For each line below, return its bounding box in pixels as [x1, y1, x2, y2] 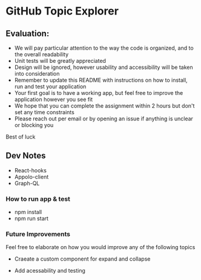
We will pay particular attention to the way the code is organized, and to [14, 44, 194, 51]
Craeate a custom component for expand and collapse [14, 255, 151, 262]
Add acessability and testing [14, 267, 86, 275]
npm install [14, 209, 42, 216]
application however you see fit [14, 96, 93, 103]
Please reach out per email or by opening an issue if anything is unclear [14, 115, 193, 122]
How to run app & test [5, 195, 71, 203]
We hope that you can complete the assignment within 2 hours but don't [14, 102, 195, 109]
